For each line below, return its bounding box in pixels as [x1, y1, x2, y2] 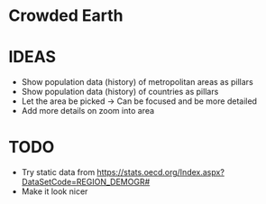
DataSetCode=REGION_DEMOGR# [21, 177, 151, 188]
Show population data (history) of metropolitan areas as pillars [21, 77, 253, 88]
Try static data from [21, 167, 96, 178]
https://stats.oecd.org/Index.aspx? [96, 167, 225, 178]
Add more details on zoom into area [21, 106, 155, 116]
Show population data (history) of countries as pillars [21, 87, 219, 97]
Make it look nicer [21, 186, 88, 197]
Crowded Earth [8, 5, 124, 26]
